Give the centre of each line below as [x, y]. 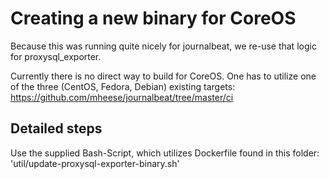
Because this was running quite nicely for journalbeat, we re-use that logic [163, 46]
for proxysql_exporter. [56, 56]
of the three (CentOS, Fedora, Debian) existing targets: [123, 86]
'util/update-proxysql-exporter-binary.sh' [95, 163]
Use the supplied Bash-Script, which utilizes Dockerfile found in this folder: [165, 153]
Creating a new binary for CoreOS [153, 18]
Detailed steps [56, 128]
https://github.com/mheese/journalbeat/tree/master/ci [122, 97]
